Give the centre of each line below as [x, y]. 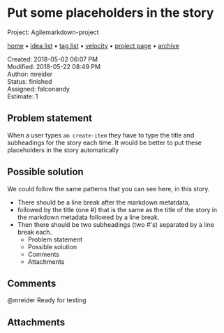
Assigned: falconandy [38, 89]
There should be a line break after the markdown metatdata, [104, 202]
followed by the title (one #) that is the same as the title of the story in [117, 209]
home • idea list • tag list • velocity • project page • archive [93, 45]
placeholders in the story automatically [63, 150]
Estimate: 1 [23, 96]
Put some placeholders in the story [111, 13]
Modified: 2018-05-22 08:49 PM [54, 66]
